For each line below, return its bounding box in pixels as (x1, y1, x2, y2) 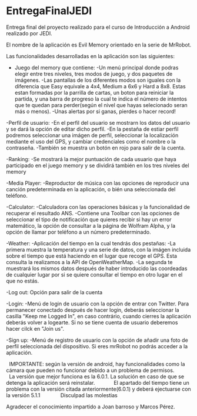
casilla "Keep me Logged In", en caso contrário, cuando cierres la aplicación (6, 312, 191, 320)
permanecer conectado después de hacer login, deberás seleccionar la (6, 306, 179, 313)
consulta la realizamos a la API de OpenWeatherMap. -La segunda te (6, 258, 173, 265)
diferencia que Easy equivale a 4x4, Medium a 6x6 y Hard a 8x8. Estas (14, 82, 186, 89)
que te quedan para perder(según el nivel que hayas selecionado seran (14, 101, 188, 108)
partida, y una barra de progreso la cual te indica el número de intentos (14, 95, 187, 102)
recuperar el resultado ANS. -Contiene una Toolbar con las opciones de (6, 209, 180, 217)
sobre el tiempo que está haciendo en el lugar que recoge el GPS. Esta (6, 252, 178, 259)
